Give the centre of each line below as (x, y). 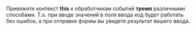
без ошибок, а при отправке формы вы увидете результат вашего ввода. (98, 21)
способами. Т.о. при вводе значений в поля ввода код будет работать (95, 15)
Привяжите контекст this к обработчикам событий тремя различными (96, 9)
